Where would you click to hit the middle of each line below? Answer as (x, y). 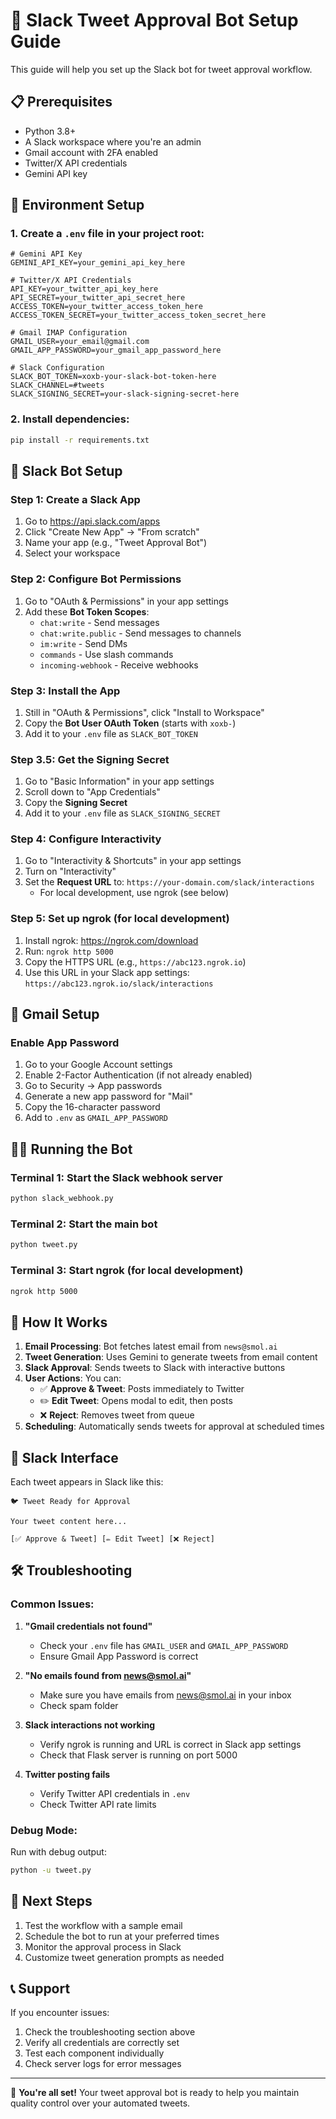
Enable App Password (65, 1043)
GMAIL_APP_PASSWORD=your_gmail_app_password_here (116, 350)
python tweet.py (44, 1245)
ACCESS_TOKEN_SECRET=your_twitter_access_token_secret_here (138, 315)
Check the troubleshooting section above (110, 2032)
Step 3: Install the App (65, 691)
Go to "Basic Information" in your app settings (119, 781)
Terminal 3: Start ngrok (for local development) (127, 1271)
